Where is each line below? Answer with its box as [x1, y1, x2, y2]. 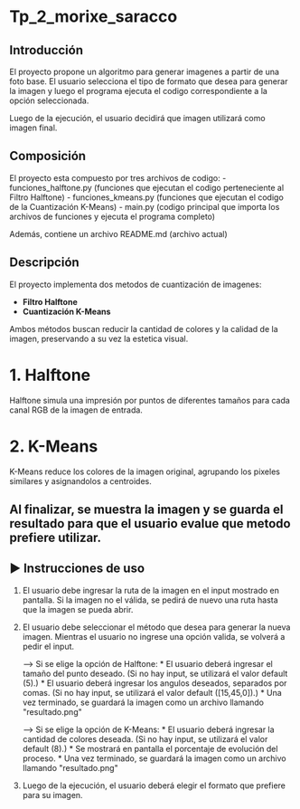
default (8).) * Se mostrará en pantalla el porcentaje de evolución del [22, 743, 278, 754]
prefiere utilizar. [9, 529, 102, 545]
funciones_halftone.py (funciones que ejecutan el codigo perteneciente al [9, 182, 285, 193]
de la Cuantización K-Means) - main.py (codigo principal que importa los [9, 201, 280, 212]
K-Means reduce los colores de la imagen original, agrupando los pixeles [9, 466, 280, 477]
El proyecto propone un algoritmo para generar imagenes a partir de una [9, 66, 280, 77]
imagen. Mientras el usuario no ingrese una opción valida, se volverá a [22, 631, 286, 642]
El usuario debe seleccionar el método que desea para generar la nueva [22, 622, 291, 633]
